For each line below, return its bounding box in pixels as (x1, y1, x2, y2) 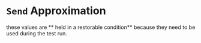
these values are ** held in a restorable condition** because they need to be (6, 24, 196, 31)
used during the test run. (6, 29, 68, 37)
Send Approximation (6, 4, 106, 18)
